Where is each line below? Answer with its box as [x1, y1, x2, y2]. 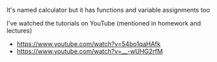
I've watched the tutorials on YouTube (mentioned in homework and [6, 19, 202, 27]
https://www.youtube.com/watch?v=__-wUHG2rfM [16, 48, 163, 55]
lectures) [6, 27, 33, 34]
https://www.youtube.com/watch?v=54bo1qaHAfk [16, 40, 161, 48]
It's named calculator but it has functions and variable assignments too [6, 6, 211, 14]
